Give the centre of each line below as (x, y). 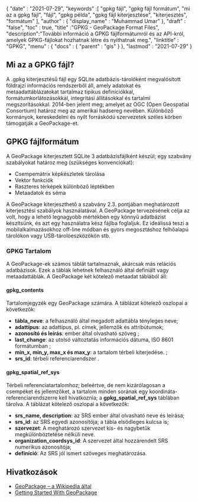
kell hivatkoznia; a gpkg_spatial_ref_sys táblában (119, 398)
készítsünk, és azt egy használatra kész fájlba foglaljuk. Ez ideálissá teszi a (98, 223)
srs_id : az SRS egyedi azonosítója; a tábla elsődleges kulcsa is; (92, 422)
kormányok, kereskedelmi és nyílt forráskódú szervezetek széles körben (94, 117)
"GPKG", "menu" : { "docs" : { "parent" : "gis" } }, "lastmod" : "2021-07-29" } (99, 46)
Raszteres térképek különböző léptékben (64, 186)
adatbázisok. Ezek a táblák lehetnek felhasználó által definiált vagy (87, 270)
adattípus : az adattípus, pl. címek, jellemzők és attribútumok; (89, 327)
